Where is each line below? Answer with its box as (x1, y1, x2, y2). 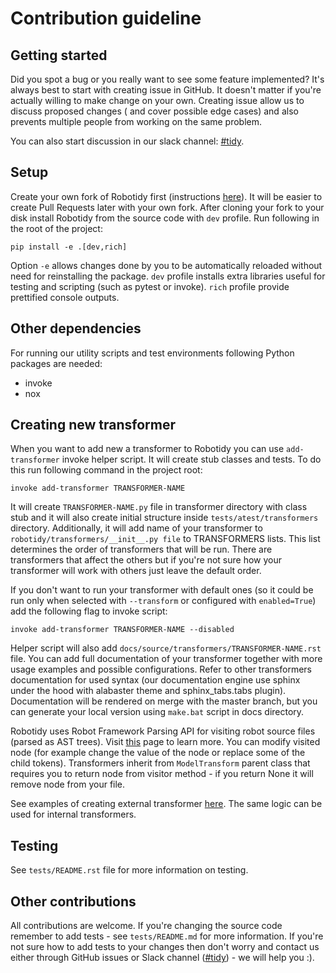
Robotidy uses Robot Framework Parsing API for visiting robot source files (10, 725, 316, 737)
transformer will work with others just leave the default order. (10, 565, 262, 577)
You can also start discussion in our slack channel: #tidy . (10, 135, 245, 147)
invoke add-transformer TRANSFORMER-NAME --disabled (10, 625, 235, 635)
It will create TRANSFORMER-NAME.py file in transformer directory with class (10, 501, 308, 513)
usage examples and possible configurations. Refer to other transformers (10, 663, 312, 676)
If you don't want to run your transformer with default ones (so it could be (10, 584, 314, 596)
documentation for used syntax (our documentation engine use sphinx (10, 674, 301, 686)
